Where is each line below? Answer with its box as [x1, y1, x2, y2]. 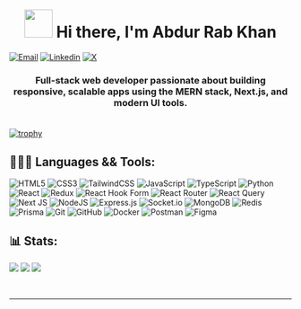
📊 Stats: [9, 234, 58, 249]
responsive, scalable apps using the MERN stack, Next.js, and [13, 85, 288, 98]
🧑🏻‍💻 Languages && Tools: [9, 154, 156, 170]
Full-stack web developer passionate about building [35, 74, 266, 86]
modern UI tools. [113, 96, 188, 109]
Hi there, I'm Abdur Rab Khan [56, 22, 277, 42]
